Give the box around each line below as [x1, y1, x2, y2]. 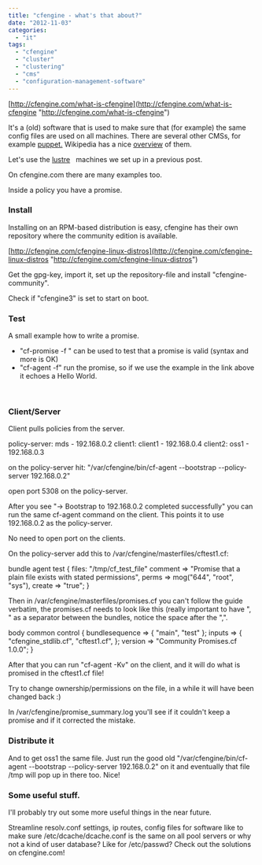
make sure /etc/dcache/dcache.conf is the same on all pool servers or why [8, 831, 252, 841]
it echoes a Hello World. [19, 372, 98, 381]
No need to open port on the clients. [8, 534, 126, 543]
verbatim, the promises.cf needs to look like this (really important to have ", [8, 604, 252, 614]
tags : [8, 41, 26, 49]
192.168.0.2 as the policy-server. [8, 519, 113, 528]
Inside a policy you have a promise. [8, 185, 123, 194]
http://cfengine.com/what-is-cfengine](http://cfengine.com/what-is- [10, 99, 232, 109]
